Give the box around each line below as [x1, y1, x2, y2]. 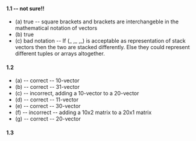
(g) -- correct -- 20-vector [14, 115, 81, 122]
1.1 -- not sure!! [6, 5, 45, 12]
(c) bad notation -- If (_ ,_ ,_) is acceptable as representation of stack [14, 37, 186, 44]
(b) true [14, 31, 34, 38]
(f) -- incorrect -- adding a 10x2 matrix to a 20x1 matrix [14, 109, 152, 116]
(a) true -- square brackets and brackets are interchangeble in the [14, 18, 179, 25]
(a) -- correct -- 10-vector [14, 77, 80, 84]
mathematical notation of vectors [14, 25, 98, 32]
